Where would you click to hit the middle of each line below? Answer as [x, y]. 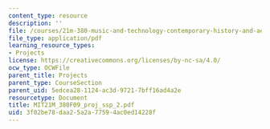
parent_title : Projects [48, 75]
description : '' [35, 23]
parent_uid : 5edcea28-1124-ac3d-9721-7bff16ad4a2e [95, 90]
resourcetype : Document [48, 98]
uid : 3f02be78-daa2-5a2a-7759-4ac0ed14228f [82, 113]
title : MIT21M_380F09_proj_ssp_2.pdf [72, 105]
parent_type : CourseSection [55, 83]
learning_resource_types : [51, 46]
